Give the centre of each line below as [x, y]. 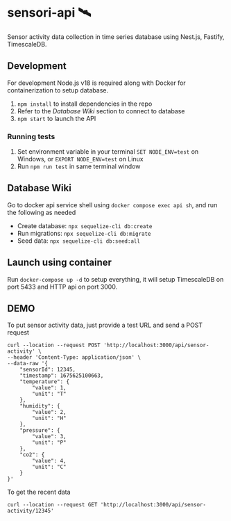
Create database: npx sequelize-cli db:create [85, 225]
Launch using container [60, 263]
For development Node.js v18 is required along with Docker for [96, 83]
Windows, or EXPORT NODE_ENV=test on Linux [80, 159]
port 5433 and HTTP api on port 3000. [62, 287]
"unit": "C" [50, 467]
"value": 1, [50, 388]
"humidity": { [40, 406]
